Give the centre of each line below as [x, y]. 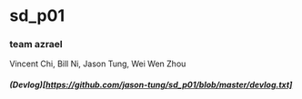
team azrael [36, 45]
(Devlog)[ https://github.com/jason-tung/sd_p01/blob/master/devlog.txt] [151, 85]
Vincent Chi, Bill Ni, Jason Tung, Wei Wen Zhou [98, 64]
